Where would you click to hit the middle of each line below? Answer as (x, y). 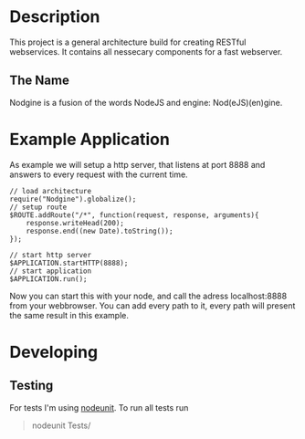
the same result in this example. (69, 315)
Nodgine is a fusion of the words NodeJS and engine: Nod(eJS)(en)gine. (146, 102)
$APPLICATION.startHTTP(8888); (69, 263)
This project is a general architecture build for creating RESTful (128, 42)
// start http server (51, 255)
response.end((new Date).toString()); (100, 231)
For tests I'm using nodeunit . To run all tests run (99, 407)
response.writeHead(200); (75, 223)
